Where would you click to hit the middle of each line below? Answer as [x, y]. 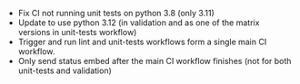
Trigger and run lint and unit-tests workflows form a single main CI [142, 42]
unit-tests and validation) [65, 70]
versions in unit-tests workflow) [77, 32]
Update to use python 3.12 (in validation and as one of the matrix [139, 23]
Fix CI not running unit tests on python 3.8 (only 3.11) [116, 13]
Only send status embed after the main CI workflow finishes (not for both [155, 61]
